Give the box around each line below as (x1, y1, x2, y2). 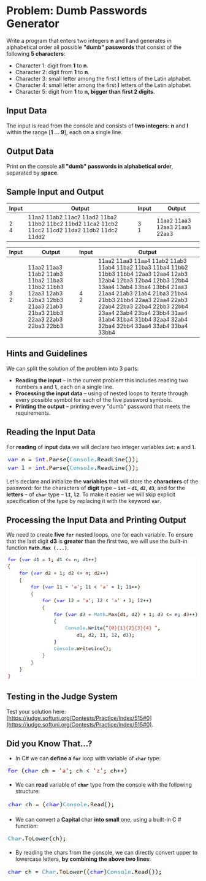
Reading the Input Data (6, 427, 96, 437)
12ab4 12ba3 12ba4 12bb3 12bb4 (97, 277, 189, 284)
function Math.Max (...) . (6, 544, 69, 551)
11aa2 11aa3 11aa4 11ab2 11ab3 (97, 257, 187, 265)
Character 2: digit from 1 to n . (15, 68, 90, 75)
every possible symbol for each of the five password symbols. (15, 396, 173, 403)
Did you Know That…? (6, 738, 93, 749)
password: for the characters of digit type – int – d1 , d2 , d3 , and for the (6, 484, 185, 491)
